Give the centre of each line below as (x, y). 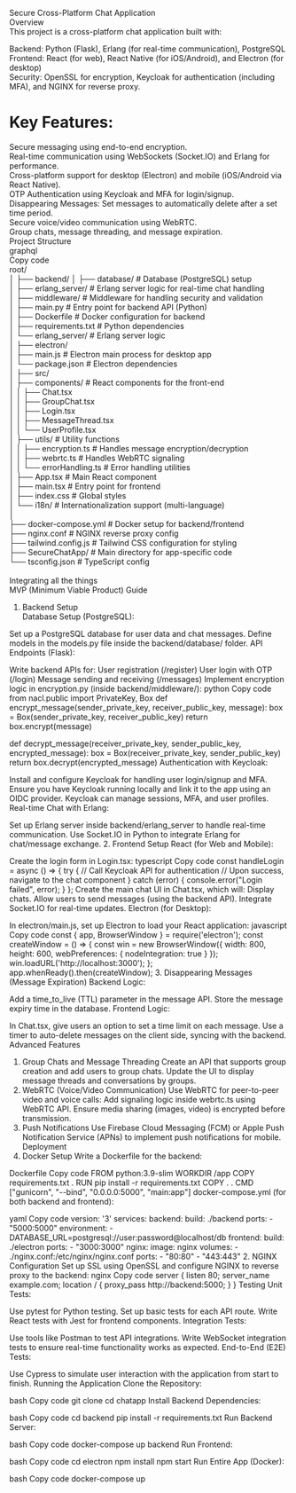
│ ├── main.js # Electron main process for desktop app (111, 354)
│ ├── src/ (29, 373)
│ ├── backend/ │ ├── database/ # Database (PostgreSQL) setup (131, 279)
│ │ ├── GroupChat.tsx (52, 401)
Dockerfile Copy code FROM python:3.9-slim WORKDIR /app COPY (132, 1173)
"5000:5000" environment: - (61, 1228)
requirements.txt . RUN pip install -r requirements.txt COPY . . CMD (132, 1183)
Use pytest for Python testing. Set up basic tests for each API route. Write (143, 1311)
